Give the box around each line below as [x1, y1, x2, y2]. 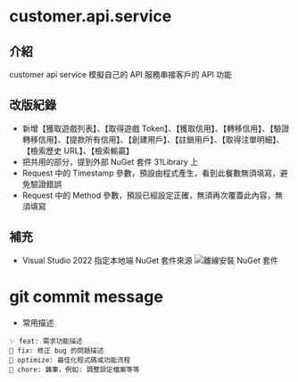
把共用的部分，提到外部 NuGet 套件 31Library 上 [21, 156, 199, 167]
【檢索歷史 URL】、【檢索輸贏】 [21, 145, 135, 156]
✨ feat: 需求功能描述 [9, 337, 83, 345]
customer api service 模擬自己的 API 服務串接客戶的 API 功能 [9, 69, 232, 79]
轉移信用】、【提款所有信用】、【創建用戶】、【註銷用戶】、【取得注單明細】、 [21, 134, 285, 144]
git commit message [9, 287, 163, 306]
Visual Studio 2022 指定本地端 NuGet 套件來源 [21, 255, 194, 265]
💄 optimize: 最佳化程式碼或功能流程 [9, 355, 131, 364]
